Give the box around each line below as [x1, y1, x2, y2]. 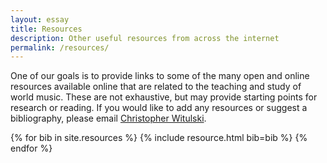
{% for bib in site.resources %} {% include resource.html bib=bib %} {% [10, 132, 308, 144]
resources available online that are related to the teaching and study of [10, 81, 302, 93]
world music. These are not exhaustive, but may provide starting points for [10, 91, 318, 103]
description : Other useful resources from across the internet [10, 33, 280, 43]
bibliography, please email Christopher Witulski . [10, 112, 207, 125]
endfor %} [10, 142, 53, 155]
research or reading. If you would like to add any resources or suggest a [10, 102, 308, 114]
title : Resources [10, 24, 83, 34]
